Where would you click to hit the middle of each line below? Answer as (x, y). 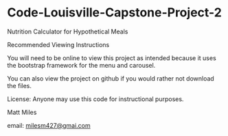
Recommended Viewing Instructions (58, 44)
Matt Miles (22, 112)
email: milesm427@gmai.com (49, 125)
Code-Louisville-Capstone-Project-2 (114, 13)
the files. (20, 85)
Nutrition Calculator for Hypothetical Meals (68, 31)
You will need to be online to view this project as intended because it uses (112, 58)
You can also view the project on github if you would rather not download (111, 78)
